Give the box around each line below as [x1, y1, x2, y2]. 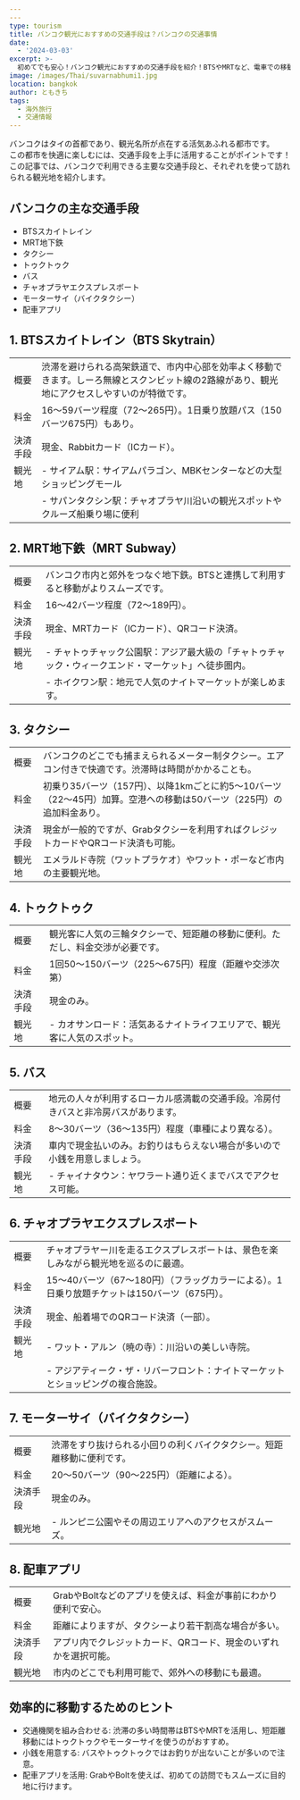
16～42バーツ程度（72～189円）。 [45, 599, 192, 611]
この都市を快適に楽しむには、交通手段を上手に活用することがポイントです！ [9, 149, 291, 161]
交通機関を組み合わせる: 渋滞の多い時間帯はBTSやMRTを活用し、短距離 [21, 1725, 286, 1736]
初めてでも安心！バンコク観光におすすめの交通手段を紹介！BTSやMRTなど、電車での [17, 63, 281, 72]
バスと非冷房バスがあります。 [57, 1106, 182, 1118]
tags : [9, 96, 29, 105]
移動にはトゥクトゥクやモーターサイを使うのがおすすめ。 [21, 1737, 234, 1747]
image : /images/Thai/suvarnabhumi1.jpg [9, 71, 158, 80]
